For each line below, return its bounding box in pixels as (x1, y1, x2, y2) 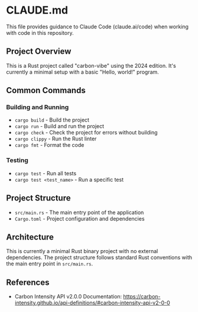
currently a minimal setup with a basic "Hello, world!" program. (6, 68, 160, 75)
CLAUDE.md (6, 4, 69, 17)
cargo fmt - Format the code (14, 142, 85, 149)
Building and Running (6, 103, 69, 111)
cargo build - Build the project (14, 116, 90, 124)
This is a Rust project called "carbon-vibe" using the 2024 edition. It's (6, 62, 176, 69)
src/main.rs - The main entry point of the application (14, 209, 144, 216)
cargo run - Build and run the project (14, 123, 105, 130)
